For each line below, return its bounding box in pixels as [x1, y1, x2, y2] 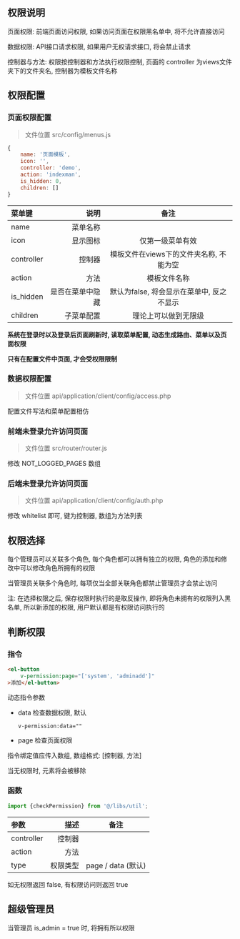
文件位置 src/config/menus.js [24, 130, 111, 139]
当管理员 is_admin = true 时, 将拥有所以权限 [7, 923, 135, 932]
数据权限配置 [7, 374, 52, 384]
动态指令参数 [7, 692, 45, 702]
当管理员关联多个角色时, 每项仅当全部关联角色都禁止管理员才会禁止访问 [7, 579, 218, 587]
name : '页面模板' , [20, 151, 71, 159]
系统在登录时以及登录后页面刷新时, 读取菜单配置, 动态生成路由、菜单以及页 [7, 330, 227, 339]
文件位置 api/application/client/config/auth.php [24, 496, 164, 505]
